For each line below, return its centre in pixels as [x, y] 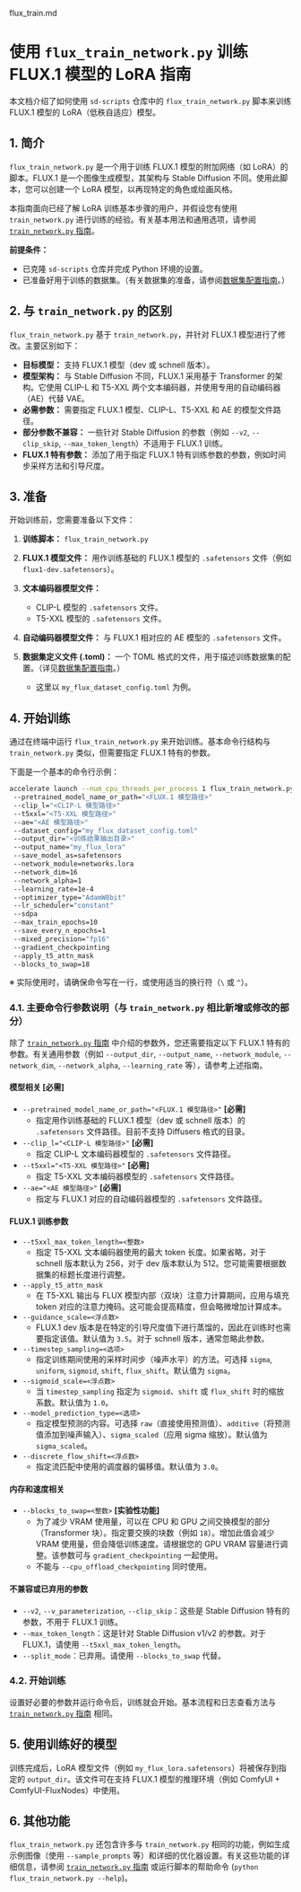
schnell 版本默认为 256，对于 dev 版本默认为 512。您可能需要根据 [157, 1263]
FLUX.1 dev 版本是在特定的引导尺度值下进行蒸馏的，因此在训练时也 [159, 1327]
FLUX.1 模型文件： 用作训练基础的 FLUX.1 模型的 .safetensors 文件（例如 [157, 558]
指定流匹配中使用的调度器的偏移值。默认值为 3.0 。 [129, 1466]
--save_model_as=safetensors [68, 856]
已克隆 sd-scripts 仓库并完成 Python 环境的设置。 [115, 268]
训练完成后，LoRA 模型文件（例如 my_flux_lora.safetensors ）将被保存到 [144, 1767]
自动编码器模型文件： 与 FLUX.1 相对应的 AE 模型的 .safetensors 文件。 [154, 638]
